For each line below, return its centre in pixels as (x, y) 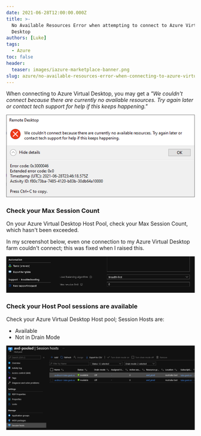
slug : (13, 76)
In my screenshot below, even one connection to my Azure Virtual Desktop (98, 242)
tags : (13, 44)
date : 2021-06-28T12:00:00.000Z (46, 13)
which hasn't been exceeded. (42, 230)
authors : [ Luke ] (26, 38)
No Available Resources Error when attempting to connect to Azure (98, 25)
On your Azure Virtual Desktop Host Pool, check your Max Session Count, (97, 224)
